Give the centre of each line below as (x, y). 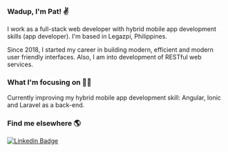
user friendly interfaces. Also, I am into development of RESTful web (104, 57)
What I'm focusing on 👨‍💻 (49, 82)
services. (20, 64)
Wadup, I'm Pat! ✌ (38, 11)
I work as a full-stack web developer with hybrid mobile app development (112, 29)
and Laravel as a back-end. (46, 105)
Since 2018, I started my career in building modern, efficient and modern (111, 50)
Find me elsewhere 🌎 (44, 123)
